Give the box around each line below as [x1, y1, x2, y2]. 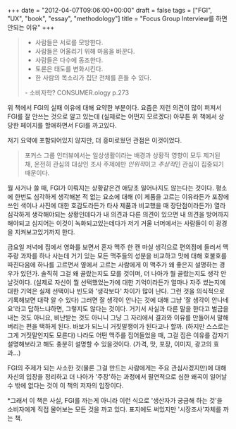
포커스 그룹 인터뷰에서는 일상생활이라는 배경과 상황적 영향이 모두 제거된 [24, 151, 221, 159]
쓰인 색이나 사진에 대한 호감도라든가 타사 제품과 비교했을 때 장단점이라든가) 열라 [7, 201, 226, 210]
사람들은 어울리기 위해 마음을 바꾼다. [35, 47, 135, 55]
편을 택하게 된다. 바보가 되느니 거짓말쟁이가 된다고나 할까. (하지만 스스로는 [25, 322, 230, 330]
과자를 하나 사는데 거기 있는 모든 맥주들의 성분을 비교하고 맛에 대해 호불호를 [20, 252, 228, 260]
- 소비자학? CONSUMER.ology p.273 [24, 88, 129, 97]
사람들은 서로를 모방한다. [35, 38, 104, 47]
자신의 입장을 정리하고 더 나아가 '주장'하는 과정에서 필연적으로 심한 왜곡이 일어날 [7, 373, 228, 380]
